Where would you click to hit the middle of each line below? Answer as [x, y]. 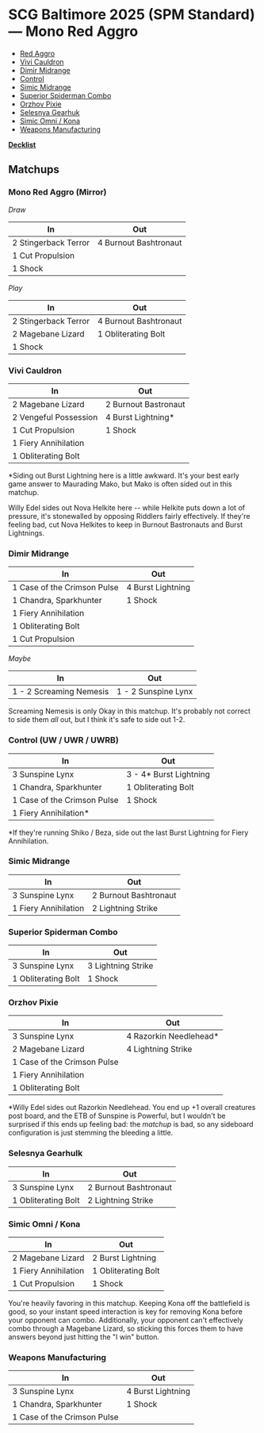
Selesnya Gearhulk [46, 1154]
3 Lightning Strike [120, 966]
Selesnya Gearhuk [50, 112]
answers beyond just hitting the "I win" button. [84, 1337]
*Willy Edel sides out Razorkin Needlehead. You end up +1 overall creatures [132, 1108]
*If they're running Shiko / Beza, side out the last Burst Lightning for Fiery [128, 832]
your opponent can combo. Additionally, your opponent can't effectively [126, 1320]
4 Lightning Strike [159, 1049]
